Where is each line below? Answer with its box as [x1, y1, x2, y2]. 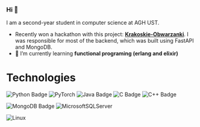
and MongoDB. [14, 43, 53, 51]
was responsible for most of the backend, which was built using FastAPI [14, 37, 194, 45]
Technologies [6, 71, 77, 85]
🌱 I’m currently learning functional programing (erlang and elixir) [14, 50, 179, 57]
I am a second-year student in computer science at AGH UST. [6, 19, 160, 26]
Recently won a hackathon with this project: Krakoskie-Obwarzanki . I [14, 31, 189, 38]
